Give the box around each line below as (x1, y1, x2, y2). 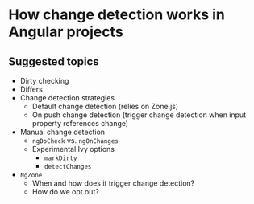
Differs (19, 84, 43, 94)
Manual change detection (19, 127, 106, 137)
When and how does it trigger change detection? (31, 178, 195, 188)
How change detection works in (8, 6, 226, 24)
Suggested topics (8, 55, 99, 68)
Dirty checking (19, 76, 69, 85)
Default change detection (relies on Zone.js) (31, 102, 179, 111)
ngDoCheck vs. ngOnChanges (31, 136, 119, 145)
